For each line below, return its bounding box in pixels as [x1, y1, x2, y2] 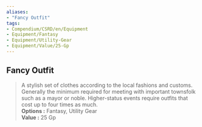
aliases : [6, 9, 29, 15]
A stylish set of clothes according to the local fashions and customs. [21, 81, 193, 89]
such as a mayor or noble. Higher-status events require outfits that [21, 94, 189, 101]
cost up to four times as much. [21, 101, 99, 108]
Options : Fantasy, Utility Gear [21, 107, 97, 114]
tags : [6, 20, 20, 26]
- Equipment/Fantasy [6, 32, 59, 38]
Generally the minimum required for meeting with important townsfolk [21, 88, 196, 95]
